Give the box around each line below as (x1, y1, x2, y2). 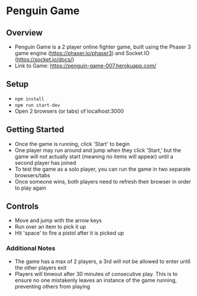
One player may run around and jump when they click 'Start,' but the (14, 147, 182, 154)
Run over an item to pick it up (14, 223, 86, 230)
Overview (6, 28, 43, 38)
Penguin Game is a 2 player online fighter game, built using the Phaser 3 (14, 43, 191, 50)
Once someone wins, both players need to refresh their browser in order (14, 178, 191, 185)
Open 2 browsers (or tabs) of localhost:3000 (14, 108, 124, 115)
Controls (6, 201, 39, 212)
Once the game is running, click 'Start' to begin (14, 140, 130, 147)
